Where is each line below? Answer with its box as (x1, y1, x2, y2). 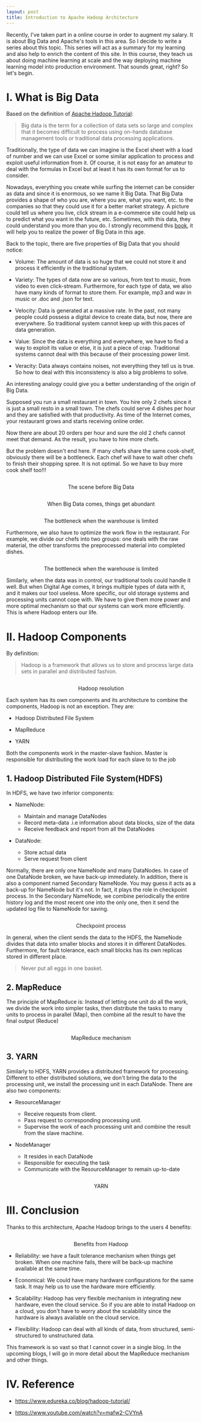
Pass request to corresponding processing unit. (23, 1116, 142, 1123)
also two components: (6, 1087, 61, 1094)
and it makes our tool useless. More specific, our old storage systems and (6, 589, 189, 597)
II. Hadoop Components (6, 630, 127, 644)
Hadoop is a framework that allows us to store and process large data (20, 662, 194, 669)
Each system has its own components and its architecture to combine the (6, 697, 188, 704)
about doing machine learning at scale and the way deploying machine (6, 57, 182, 64)
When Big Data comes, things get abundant (47, 500, 155, 508)
